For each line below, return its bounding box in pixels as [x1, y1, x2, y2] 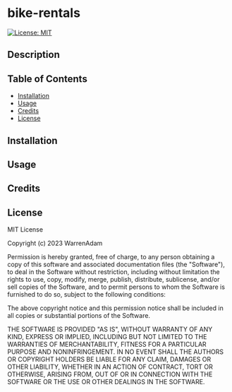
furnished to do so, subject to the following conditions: [7, 290, 166, 299]
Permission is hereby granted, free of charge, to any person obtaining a [7, 253, 215, 261]
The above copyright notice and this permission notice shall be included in [7, 304, 224, 312]
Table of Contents [7, 73, 88, 85]
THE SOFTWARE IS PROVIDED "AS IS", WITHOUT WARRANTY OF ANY [7, 325, 213, 333]
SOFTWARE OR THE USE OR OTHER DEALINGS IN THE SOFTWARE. [7, 378, 205, 386]
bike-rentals [7, 5, 81, 21]
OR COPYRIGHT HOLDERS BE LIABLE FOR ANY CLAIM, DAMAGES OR [7, 355, 212, 364]
